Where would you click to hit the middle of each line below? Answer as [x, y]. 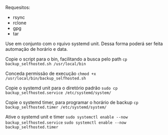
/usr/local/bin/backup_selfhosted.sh [46, 79]
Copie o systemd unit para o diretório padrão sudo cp [62, 88]
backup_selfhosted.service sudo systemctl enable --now [66, 123]
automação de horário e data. [37, 49]
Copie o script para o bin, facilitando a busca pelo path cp [66, 59]
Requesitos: [18, 7]
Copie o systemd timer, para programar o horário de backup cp [72, 102]
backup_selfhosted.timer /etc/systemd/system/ [56, 107]
